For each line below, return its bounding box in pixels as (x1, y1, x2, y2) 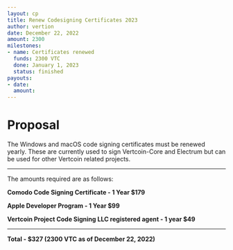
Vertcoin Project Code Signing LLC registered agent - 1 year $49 (7, 215, 196, 224)
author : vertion (7, 23, 54, 30)
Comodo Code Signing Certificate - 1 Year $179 (7, 188, 146, 197)
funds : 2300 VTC (13, 55, 60, 62)
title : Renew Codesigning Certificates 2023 (7, 17, 138, 24)
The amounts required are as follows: (7, 175, 114, 184)
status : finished (13, 68, 64, 75)
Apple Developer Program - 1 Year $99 (7, 202, 120, 210)
